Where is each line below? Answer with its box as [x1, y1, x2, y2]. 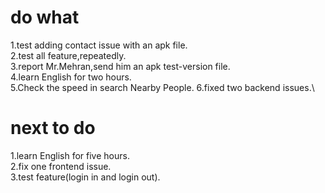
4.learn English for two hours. [10, 71, 132, 83]
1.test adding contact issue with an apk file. [10, 39, 188, 51]
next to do [10, 117, 96, 140]
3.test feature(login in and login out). [10, 171, 161, 183]
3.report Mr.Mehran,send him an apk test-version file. [10, 60, 231, 72]
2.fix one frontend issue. [10, 160, 112, 172]
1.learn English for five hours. [10, 149, 130, 161]
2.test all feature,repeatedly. [10, 49, 127, 61]
